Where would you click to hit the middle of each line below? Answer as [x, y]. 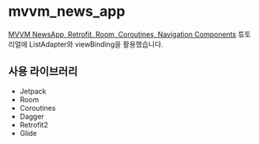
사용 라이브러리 [43, 72]
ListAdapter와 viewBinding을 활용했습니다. [96, 44]
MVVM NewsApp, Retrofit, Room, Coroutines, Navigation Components [122, 34]
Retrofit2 [34, 124]
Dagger [32, 116]
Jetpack [33, 91]
